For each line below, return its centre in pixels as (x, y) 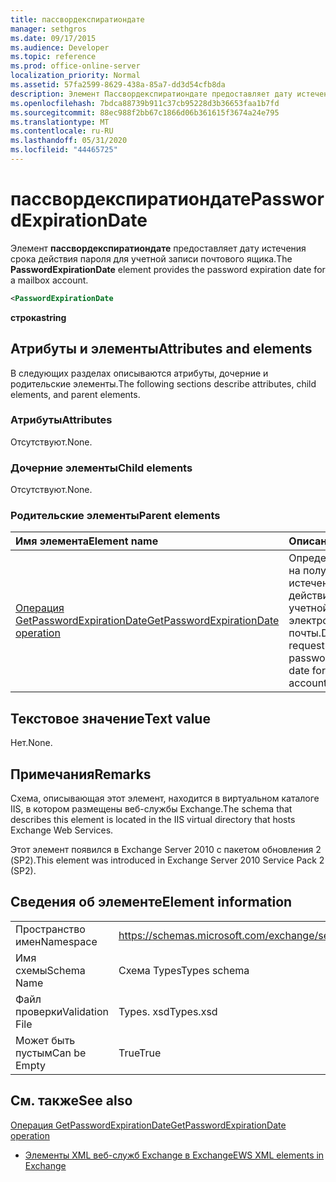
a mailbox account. (49, 280)
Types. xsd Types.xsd (168, 1011)
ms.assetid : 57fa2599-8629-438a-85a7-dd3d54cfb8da (118, 85)
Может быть (45, 1040)
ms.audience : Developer (60, 47)
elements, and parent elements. (75, 394)
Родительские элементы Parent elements (115, 516)
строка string (38, 317)
